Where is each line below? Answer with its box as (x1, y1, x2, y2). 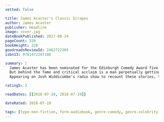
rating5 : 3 (5, 83, 27, 88)
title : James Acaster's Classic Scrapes (5, 16, 89, 21)
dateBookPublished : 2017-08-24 (5, 34, 69, 39)
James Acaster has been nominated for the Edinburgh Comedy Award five (9, 65, 159, 70)
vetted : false (5, 7, 34, 12)
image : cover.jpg (5, 30, 41, 35)
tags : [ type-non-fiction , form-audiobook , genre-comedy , (5, 109, 123, 114)
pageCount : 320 (5, 38, 36, 44)
